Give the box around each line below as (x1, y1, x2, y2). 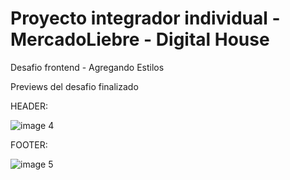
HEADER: (10, 100, 49, 112)
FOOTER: (10, 138, 48, 151)
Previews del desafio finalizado (10, 80, 139, 92)
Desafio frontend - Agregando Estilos (10, 61, 165, 73)
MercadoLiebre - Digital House (10, 28, 270, 51)
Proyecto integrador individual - (10, 7, 281, 30)
